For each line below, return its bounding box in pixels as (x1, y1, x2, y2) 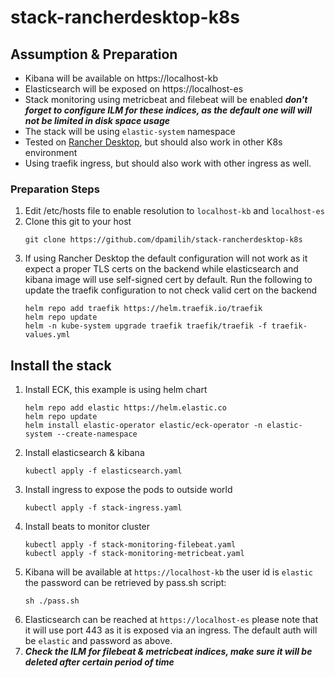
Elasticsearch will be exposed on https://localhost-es (24, 83, 244, 95)
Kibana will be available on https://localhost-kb (24, 72, 219, 84)
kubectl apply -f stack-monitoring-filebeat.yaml (24, 540, 237, 550)
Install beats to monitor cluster (24, 521, 151, 533)
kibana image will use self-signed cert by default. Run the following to (24, 274, 313, 286)
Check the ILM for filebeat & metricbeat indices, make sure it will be (24, 646, 313, 658)
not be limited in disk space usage (24, 115, 171, 126)
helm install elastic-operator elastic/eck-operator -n (24, 421, 263, 431)
